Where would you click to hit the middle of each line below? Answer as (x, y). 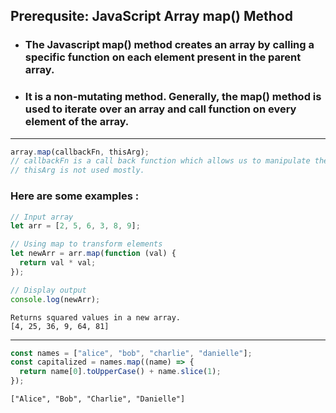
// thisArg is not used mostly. (77, 170)
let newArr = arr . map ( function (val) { (93, 254)
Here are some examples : (75, 196)
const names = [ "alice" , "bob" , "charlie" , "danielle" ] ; (131, 353)
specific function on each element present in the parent (163, 57)
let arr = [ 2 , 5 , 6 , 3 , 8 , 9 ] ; (75, 226)
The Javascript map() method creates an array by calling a (169, 45)
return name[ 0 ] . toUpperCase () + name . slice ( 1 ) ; (120, 372)
